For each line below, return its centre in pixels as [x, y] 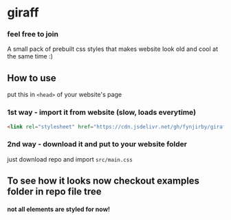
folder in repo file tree [54, 191]
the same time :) [30, 56]
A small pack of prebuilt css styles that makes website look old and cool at [113, 49]
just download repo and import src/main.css [70, 159]
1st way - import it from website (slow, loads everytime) [102, 113]
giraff [23, 13]
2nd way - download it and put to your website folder [97, 144]
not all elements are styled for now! [59, 209]
